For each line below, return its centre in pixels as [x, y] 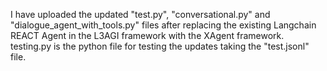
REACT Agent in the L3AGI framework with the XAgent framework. [147, 35]
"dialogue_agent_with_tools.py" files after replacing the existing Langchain [163, 25]
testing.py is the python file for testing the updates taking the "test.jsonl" [160, 46]
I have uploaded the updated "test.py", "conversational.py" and [140, 14]
